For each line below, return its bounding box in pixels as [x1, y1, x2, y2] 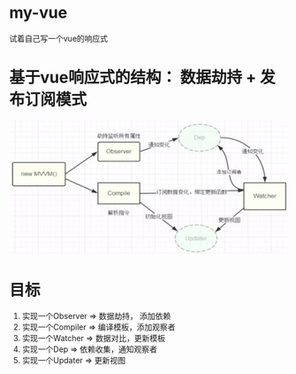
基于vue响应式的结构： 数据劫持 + [9, 67, 257, 88]
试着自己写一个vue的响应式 [9, 33, 109, 43]
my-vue [9, 3, 68, 23]
